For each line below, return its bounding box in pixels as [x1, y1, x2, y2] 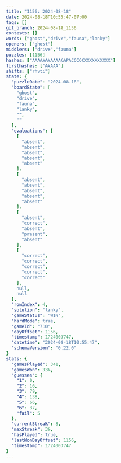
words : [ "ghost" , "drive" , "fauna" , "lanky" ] [6, 36, 111, 41]
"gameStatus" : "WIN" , [11, 312, 64, 318]
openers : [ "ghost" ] [6, 41, 54, 47]
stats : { [6, 356, 27, 362]
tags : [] [6, 19, 27, 25]
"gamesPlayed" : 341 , [11, 361, 61, 367]
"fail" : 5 [16, 410, 41, 416]
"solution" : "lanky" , [11, 307, 64, 313]
